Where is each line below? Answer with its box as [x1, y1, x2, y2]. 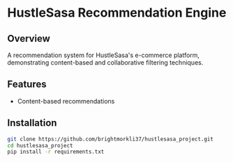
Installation [7, 117, 57, 129]
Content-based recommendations [17, 97, 115, 105]
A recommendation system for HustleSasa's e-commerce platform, [7, 51, 200, 59]
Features [7, 79, 47, 90]
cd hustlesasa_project [7, 142, 73, 149]
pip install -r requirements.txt [7, 148, 105, 156]
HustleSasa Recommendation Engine [7, 5, 227, 21]
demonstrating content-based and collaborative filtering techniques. [7, 58, 204, 67]
